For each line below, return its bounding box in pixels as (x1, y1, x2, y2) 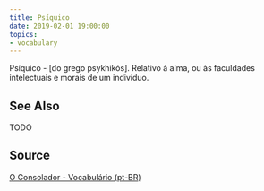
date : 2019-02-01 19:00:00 (9, 22, 110, 30)
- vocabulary (9, 38, 58, 48)
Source (9, 148, 51, 163)
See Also (9, 98, 60, 113)
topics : (9, 30, 38, 39)
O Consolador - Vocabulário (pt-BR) (9, 171, 141, 182)
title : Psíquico (9, 13, 70, 22)
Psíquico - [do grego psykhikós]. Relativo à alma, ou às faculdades (9, 63, 255, 74)
